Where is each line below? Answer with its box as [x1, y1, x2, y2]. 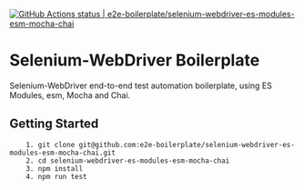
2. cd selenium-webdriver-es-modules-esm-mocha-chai [25, 155, 230, 165]
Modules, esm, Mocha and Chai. [9, 89, 131, 100]
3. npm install [25, 164, 84, 173]
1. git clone [25, 140, 76, 149]
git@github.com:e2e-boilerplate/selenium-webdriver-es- [78, 140, 296, 149]
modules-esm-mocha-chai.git [9, 148, 117, 157]
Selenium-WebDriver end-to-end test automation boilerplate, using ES [9, 80, 273, 91]
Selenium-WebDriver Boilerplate [9, 50, 260, 71]
